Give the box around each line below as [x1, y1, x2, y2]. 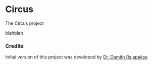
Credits [5, 42, 24, 49]
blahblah [5, 30, 24, 36]
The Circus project [5, 20, 44, 26]
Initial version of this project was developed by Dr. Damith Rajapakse [5, 54, 148, 60]
